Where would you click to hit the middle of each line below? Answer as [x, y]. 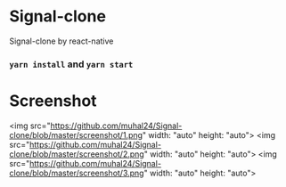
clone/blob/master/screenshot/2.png [77, 154]
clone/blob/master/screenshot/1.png [76, 134]
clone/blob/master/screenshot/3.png [77, 173]
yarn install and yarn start [71, 64]
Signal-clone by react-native [61, 41]
